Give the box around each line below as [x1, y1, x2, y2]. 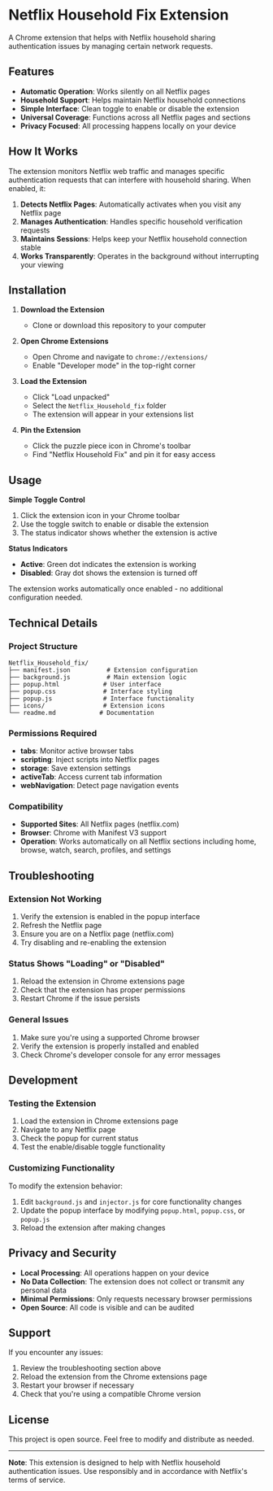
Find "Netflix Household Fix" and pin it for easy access [32, 450, 216, 460]
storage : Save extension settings [19, 763, 132, 774]
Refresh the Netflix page [19, 921, 102, 931]
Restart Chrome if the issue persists [19, 994, 141, 1004]
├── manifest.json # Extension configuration [8, 665, 198, 674]
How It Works [8, 145, 79, 159]
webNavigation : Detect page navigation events [19, 781, 180, 791]
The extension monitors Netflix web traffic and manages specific [8, 166, 225, 176]
